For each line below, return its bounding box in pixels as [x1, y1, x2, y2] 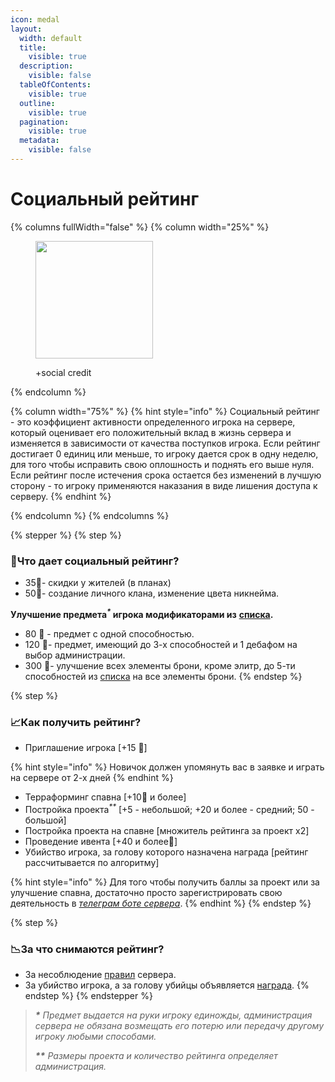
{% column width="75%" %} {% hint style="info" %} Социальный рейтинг [10, 405, 320, 417]
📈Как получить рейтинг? [10, 715, 142, 729]
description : [19, 61, 74, 71]
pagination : [19, 117, 70, 127]
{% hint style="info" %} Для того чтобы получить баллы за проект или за [10, 876, 320, 888]
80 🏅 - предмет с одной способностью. [24, 627, 195, 640]
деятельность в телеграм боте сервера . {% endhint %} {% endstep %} [10, 897, 312, 909]
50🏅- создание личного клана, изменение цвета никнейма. [24, 587, 280, 600]
